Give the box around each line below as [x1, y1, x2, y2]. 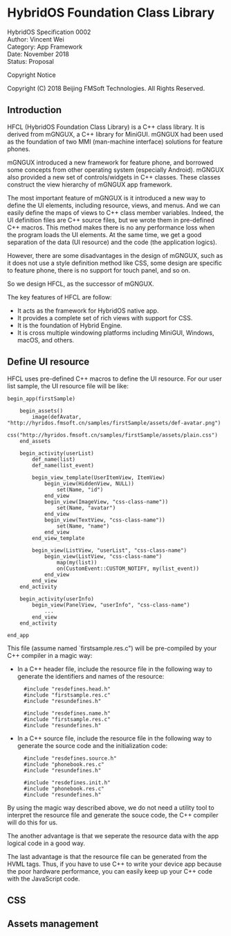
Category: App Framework [7, 42, 83, 51]
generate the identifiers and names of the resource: [17, 672, 165, 680]
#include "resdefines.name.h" [24, 709, 111, 717]
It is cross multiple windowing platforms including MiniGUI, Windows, [17, 328, 214, 337]
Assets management [7, 918, 99, 930]
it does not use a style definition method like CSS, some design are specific [7, 259, 223, 267]
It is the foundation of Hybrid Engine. [17, 321, 122, 329]
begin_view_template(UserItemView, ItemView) [32, 474, 166, 481]
